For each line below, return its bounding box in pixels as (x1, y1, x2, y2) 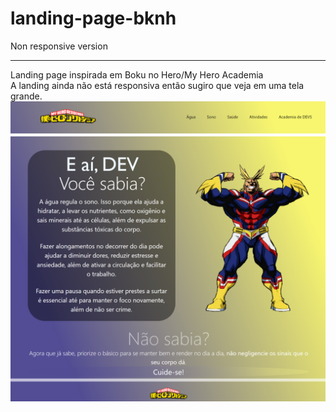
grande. (10, 90, 43, 102)
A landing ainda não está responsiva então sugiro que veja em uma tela (10, 79, 305, 91)
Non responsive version (10, 40, 108, 52)
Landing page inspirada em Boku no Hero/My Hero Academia (10, 68, 264, 81)
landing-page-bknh (10, 7, 177, 30)
